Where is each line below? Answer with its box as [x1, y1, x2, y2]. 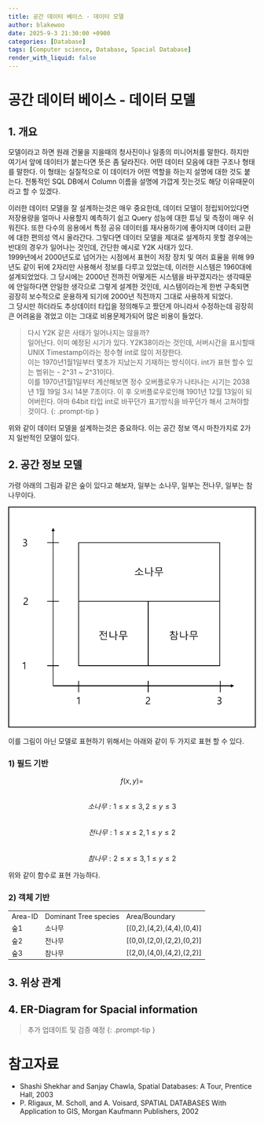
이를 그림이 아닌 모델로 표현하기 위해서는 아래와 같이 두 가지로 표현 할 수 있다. [8, 736, 245, 745]
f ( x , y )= [120, 776, 144, 785]
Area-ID [11, 912, 38, 921]
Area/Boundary [126, 912, 175, 921]
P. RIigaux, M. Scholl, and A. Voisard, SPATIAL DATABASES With [19, 1098, 227, 1108]
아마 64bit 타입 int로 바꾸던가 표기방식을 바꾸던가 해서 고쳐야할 [57, 397, 250, 406]
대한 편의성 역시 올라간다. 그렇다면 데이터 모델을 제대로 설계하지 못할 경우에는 [16, 232, 254, 242]
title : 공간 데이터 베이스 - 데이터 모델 [8, 13, 124, 20]
